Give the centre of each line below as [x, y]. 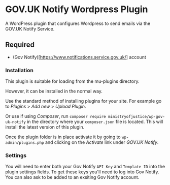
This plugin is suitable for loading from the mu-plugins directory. [72, 81]
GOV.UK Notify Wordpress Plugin [77, 9]
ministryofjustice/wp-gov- [137, 117]
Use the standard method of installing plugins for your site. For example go [83, 101]
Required [20, 45]
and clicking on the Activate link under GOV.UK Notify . [102, 142]
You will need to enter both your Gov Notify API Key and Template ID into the [85, 167]
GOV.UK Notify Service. [30, 28]
